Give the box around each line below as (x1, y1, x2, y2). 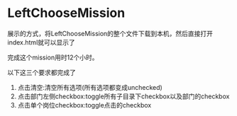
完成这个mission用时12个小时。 (7, 53, 99, 62)
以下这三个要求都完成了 (7, 68, 76, 76)
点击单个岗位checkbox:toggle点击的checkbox (17, 100, 152, 109)
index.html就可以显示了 (7, 37, 76, 47)
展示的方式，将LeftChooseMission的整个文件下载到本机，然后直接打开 (7, 29, 214, 37)
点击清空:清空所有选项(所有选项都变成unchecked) (17, 83, 163, 91)
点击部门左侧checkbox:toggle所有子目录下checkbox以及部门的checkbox (17, 92, 230, 100)
